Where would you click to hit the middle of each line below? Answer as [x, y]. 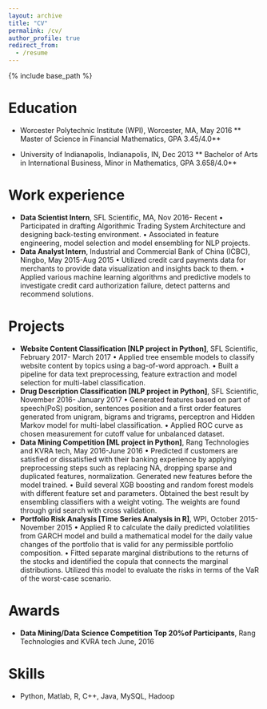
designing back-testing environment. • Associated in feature [120, 234]
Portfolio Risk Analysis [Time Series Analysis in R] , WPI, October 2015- [139, 518]
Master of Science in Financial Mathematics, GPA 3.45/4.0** [120, 139]
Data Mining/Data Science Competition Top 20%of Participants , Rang [137, 633]
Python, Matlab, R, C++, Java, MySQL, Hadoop [97, 696]
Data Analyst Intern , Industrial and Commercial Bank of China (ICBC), [135, 251]
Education [43, 108]
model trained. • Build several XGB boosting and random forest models [137, 485]
